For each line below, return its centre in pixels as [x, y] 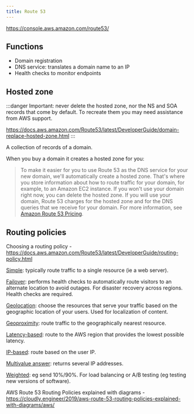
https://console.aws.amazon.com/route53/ [58, 28]
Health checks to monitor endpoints [58, 73]
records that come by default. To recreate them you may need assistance [95, 112]
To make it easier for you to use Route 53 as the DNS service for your [104, 170]
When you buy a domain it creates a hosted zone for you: [75, 159]
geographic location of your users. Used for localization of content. [87, 312]
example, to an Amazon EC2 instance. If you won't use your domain [102, 189]
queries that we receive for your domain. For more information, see [101, 208]
